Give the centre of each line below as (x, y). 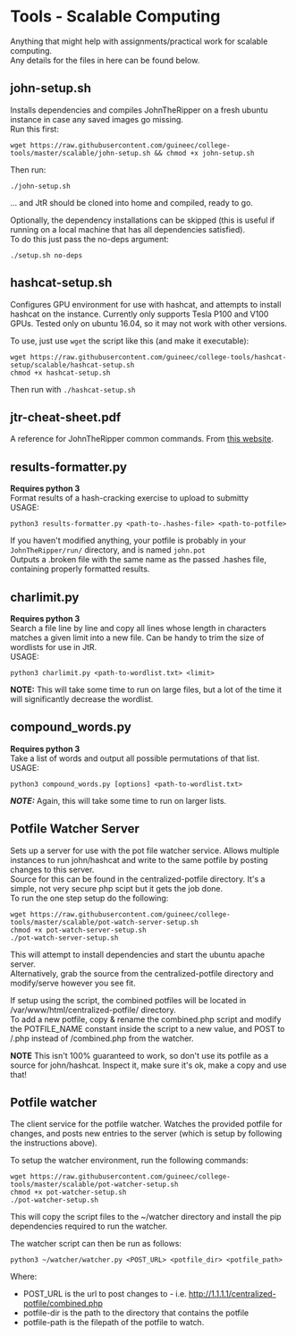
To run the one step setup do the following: (89, 898)
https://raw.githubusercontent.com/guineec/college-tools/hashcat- (158, 357)
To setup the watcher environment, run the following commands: (129, 1161)
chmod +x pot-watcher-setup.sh (68, 1192)
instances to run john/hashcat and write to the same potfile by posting (139, 859)
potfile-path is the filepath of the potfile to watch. (114, 1323)
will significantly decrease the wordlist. (82, 699)
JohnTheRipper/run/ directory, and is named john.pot (108, 550)
